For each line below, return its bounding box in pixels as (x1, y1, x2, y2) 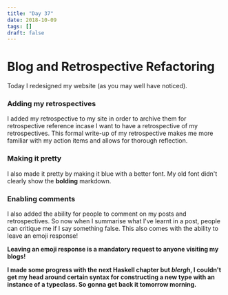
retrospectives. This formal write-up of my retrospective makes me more (7, 129, 214, 138)
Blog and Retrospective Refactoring (7, 59, 215, 74)
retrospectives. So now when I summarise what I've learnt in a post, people (7, 217, 220, 225)
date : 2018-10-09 (7, 17, 57, 23)
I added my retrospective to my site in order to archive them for (7, 114, 187, 123)
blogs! (7, 252, 26, 261)
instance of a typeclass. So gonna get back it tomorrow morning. (7, 281, 197, 289)
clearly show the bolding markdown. (7, 176, 112, 185)
